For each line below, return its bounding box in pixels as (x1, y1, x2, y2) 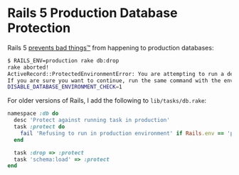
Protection (7, 20, 71, 36)
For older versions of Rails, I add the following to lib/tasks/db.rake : (7, 96, 207, 105)
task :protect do (14, 123, 65, 130)
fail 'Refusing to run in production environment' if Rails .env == (20, 130, 224, 137)
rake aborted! (7, 64, 50, 71)
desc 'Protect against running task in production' (14, 117, 171, 124)
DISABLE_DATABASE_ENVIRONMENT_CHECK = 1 (7, 84, 122, 91)
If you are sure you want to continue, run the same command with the (7, 77, 221, 84)
